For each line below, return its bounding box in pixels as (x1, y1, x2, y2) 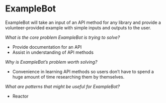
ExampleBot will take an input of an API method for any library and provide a (5, 19, 162, 25)
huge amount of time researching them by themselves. (12, 74, 125, 80)
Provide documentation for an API (12, 44, 82, 50)
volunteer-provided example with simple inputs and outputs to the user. (5, 24, 152, 30)
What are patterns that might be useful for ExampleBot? (5, 83, 120, 90)
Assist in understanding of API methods (12, 49, 94, 55)
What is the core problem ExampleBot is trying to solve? (5, 34, 120, 40)
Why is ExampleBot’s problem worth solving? (5, 59, 98, 65)
